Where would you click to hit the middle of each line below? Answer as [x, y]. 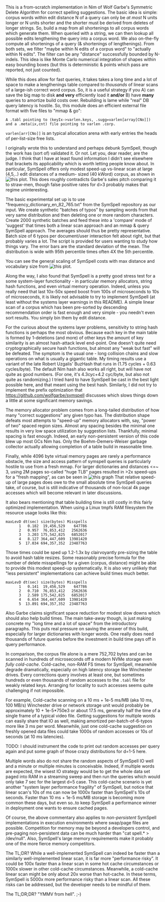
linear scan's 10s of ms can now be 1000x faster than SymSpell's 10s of [78, 792]
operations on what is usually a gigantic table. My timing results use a [76, 358]
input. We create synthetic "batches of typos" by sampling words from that [82, 210]
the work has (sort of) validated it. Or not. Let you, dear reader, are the [77, 153]
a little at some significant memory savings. [50, 400]
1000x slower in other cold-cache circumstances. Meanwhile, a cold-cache [82, 869]
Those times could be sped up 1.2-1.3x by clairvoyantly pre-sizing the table [82, 552]
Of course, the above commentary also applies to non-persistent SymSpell [81, 817]
